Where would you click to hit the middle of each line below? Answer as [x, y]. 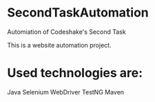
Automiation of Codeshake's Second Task [66, 32]
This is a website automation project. [59, 45]
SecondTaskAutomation [78, 13]
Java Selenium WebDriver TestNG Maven [66, 92]
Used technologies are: [75, 73]
